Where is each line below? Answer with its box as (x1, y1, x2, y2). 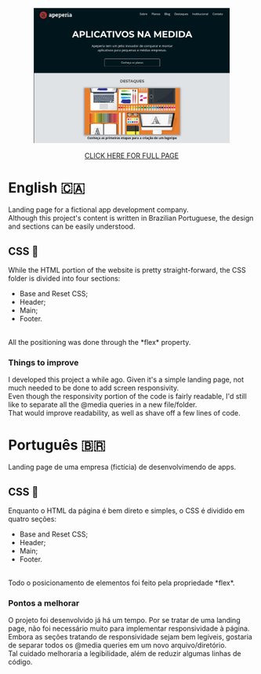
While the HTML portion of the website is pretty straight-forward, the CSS (8, 266, 247, 275)
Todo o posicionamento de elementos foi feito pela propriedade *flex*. (8, 578, 235, 588)
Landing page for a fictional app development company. (8, 205, 189, 214)
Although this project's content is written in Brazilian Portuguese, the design (8, 214, 254, 223)
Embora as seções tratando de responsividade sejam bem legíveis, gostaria (8, 632, 252, 642)
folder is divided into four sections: (8, 274, 121, 284)
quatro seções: (8, 515, 57, 524)
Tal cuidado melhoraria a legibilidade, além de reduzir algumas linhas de (8, 649, 241, 658)
